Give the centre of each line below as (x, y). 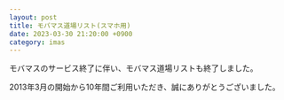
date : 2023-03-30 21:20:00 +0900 (71, 34)
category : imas (37, 42)
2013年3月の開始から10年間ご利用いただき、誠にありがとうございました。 (145, 87)
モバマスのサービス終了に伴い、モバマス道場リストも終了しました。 (134, 68)
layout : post (33, 17)
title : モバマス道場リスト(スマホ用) (70, 26)
